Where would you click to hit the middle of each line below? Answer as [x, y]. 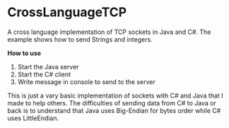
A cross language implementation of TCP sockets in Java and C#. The [109, 32]
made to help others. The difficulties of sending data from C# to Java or [112, 103]
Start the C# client [44, 74]
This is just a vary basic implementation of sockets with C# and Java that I [116, 95]
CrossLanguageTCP [67, 12]
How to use [24, 53]
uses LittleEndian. [33, 118]
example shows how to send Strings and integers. [80, 39]
